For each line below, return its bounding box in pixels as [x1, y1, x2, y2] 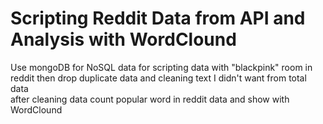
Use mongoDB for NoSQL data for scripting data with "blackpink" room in [10, 61, 313, 73]
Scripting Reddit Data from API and [10, 7, 306, 30]
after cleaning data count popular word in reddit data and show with [10, 93, 290, 105]
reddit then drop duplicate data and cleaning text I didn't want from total [10, 72, 307, 84]
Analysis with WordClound [10, 28, 237, 51]
